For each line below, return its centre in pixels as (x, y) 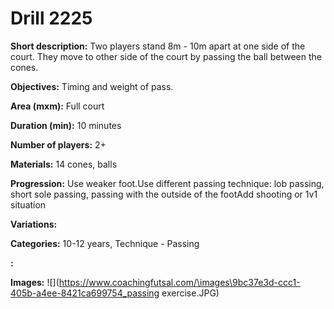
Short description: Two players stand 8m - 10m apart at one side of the (158, 46)
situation (28, 204)
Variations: (34, 224)
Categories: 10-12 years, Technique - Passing (105, 243)
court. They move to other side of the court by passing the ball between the (166, 56)
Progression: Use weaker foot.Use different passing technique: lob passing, (167, 183)
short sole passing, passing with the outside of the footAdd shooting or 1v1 (164, 194)
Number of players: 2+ (58, 144)
